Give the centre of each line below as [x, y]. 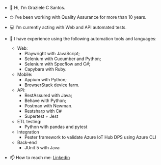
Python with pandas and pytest [56, 127]
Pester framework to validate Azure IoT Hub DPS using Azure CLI [90, 137]
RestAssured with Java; [48, 95]
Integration [28, 132]
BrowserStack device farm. [52, 85]
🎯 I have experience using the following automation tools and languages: [83, 39]
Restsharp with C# [43, 111]
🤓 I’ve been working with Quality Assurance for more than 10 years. [78, 17]
